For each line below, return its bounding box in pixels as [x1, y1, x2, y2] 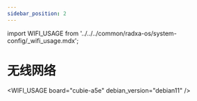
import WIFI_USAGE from [7, 29, 79, 37]
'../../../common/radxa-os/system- [80, 29, 177, 37]
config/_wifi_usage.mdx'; [7, 36, 79, 45]
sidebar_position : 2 [7, 10, 67, 17]
